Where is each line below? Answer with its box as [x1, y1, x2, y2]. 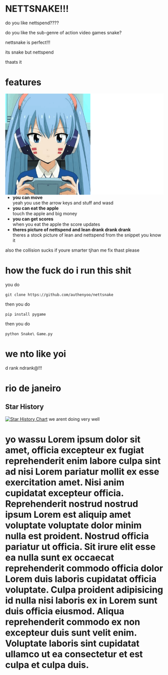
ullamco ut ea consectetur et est [5, 648, 143, 660]
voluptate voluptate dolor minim [5, 519, 142, 531]
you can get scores [12, 216, 54, 222]
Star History [5, 403, 44, 411]
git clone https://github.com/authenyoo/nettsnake [5, 292, 114, 297]
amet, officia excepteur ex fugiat [5, 444, 144, 456]
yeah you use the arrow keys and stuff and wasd [12, 200, 114, 206]
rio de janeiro [5, 382, 61, 394]
